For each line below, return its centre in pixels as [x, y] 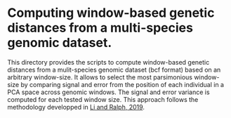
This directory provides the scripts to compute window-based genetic [108, 62]
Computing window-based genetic [111, 13]
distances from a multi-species [100, 28]
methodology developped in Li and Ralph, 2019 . [76, 107]
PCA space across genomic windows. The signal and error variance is [108, 92]
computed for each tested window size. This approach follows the [103, 99]
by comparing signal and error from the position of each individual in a [123, 84]
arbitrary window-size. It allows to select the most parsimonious [100, 77]
